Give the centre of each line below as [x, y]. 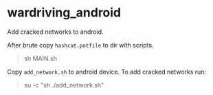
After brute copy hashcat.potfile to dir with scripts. [80, 45]
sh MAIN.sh [40, 58]
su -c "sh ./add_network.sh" [64, 85]
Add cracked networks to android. [56, 32]
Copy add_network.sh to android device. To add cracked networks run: [107, 72]
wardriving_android [64, 13]
